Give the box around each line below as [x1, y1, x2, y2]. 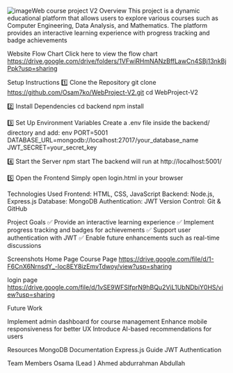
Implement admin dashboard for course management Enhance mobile [7, 317, 207, 326]
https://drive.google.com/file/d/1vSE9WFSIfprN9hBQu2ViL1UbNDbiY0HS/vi [7, 283, 224, 291]
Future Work [7, 304, 43, 312]
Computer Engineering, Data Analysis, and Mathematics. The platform [7, 22, 208, 29]
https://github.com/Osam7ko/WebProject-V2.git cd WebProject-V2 [7, 88, 198, 97]
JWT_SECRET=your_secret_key [7, 143, 97, 151]
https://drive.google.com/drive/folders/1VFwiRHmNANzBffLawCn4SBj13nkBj [7, 57, 227, 65]
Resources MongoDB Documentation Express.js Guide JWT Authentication [7, 346, 222, 354]
